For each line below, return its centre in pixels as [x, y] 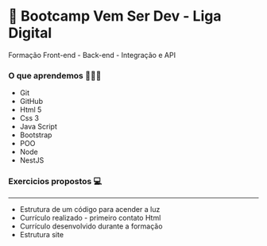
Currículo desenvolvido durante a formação [91, 226]
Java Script [38, 127]
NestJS [32, 160]
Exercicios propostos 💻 [55, 182]
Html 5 [31, 110]
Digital [30, 33]
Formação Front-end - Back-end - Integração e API [92, 55]
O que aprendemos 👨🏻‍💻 [55, 75]
